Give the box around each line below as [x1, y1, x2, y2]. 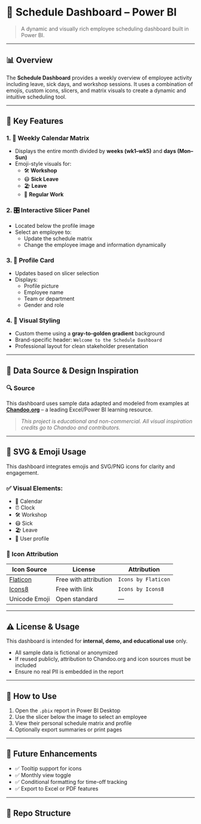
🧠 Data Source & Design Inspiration [6, 365, 139, 376]
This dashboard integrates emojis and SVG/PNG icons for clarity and [6, 463, 175, 470]
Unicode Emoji [9, 595, 50, 603]
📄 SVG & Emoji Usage [6, 447, 87, 457]
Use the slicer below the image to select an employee [14, 713, 147, 721]
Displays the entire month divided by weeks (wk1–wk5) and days [14, 148, 176, 155]
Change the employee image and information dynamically [23, 241, 166, 248]
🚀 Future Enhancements [6, 749, 98, 759]
